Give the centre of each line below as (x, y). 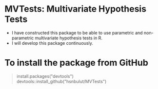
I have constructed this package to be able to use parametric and (77, 33)
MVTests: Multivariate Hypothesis (76, 9)
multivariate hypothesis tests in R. (69, 38)
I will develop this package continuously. (52, 43)
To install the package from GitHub (76, 63)
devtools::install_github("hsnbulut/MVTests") (61, 81)
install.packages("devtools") (45, 76)
